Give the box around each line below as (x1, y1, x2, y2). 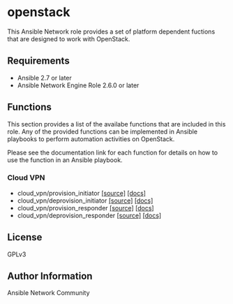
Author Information (7, 270, 93, 282)
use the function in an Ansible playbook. (7, 155, 123, 164)
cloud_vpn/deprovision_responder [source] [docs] (17, 211, 162, 219)
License (7, 231, 43, 243)
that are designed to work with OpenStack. (7, 34, 130, 43)
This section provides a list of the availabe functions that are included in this (7, 120, 226, 128)
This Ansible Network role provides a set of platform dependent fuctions (7, 27, 216, 36)
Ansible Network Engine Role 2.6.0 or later (17, 81, 140, 89)
